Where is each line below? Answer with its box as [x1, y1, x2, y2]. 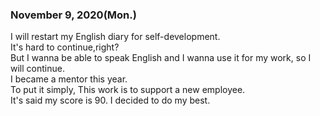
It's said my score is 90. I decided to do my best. [10, 94, 211, 107]
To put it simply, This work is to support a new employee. [10, 84, 246, 96]
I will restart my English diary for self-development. [10, 31, 221, 43]
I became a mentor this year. [10, 73, 128, 85]
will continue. [10, 63, 65, 75]
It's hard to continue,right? [10, 41, 120, 53]
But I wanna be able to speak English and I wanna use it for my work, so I [10, 52, 312, 64]
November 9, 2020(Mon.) [10, 8, 137, 22]
